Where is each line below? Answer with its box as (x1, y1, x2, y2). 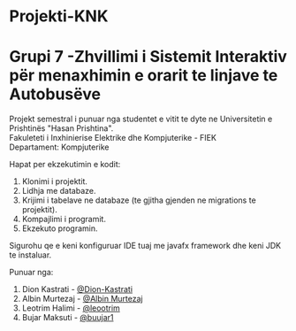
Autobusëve (9, 84, 102, 104)
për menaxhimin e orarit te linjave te (9, 65, 278, 86)
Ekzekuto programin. (21, 223, 99, 234)
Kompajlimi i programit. (21, 214, 106, 225)
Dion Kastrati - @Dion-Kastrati (21, 284, 133, 295)
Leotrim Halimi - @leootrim (21, 303, 121, 313)
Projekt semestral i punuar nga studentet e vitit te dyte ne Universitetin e (9, 113, 273, 125)
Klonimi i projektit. (21, 176, 88, 187)
